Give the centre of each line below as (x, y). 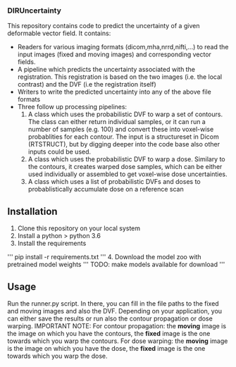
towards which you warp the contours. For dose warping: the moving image (118, 341)
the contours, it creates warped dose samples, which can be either (125, 167)
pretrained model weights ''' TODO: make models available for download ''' (116, 265)
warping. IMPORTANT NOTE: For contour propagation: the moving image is (117, 325)
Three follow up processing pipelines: (72, 107)
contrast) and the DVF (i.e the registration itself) (87, 85)
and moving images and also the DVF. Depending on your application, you (115, 311)
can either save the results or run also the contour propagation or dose (110, 318)
